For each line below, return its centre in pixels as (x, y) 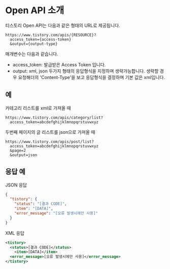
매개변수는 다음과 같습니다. (32, 54)
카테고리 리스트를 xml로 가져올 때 (38, 108)
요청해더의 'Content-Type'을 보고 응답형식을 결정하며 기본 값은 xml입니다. (92, 77)
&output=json (24, 155)
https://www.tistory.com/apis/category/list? (54, 118)
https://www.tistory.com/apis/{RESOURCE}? (51, 35)
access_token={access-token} (41, 39)
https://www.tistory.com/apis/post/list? (50, 142)
